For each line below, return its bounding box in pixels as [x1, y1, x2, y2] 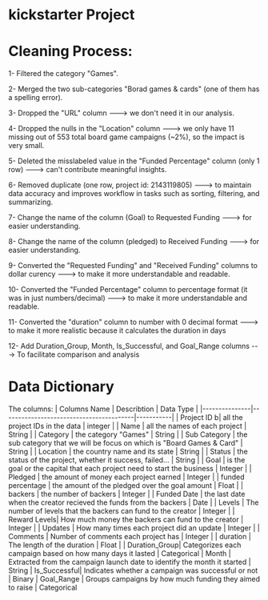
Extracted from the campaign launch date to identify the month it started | [8, 558, 251, 567]
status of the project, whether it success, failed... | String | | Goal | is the [8, 455, 246, 465]
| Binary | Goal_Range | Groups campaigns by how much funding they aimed [8, 574, 261, 584]
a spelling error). [8, 93, 63, 102]
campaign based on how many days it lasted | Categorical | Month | [8, 549, 231, 558]
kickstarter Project [8, 6, 135, 24]
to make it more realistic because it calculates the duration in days [8, 326, 226, 335]
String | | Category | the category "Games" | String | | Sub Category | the [8, 430, 248, 439]
